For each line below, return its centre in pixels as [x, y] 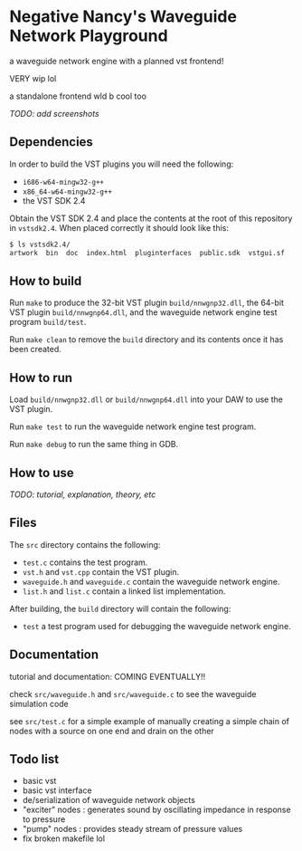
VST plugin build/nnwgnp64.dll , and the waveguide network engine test [143, 312]
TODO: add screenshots [54, 113]
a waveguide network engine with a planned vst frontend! [117, 61]
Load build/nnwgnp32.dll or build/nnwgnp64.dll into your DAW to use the [146, 399]
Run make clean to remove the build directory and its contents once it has [146, 339]
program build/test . [48, 322]
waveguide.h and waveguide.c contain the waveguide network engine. [151, 581]
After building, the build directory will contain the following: [120, 608]
